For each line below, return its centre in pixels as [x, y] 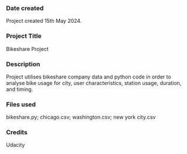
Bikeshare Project [27, 49]
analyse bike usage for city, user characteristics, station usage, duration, [94, 83]
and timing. [20, 89]
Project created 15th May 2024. [44, 21]
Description [23, 64]
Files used [21, 104]
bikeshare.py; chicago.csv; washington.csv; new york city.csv [81, 117]
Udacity [16, 145]
